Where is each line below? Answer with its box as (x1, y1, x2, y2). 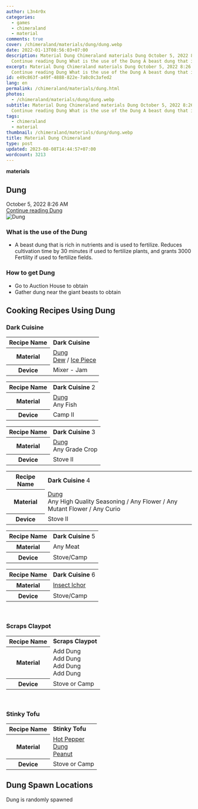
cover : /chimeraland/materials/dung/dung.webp (6, 42, 123, 48)
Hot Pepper (52, 734, 85, 743)
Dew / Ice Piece (52, 355, 97, 364)
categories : (6, 14, 35, 20)
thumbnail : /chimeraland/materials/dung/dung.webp (6, 130, 133, 136)
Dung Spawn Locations (6, 780, 93, 790)
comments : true (6, 36, 44, 42)
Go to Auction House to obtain (14, 282, 88, 289)
